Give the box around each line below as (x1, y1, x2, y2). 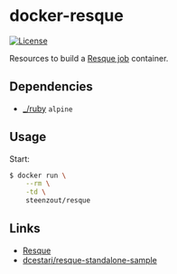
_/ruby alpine (22, 103, 73, 114)
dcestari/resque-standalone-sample (22, 254, 158, 265)
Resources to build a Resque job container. (9, 52, 169, 63)
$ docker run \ (9, 171, 67, 180)
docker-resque (9, 5, 124, 26)
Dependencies (9, 79, 93, 95)
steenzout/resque (25, 196, 91, 205)
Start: (9, 153, 30, 164)
